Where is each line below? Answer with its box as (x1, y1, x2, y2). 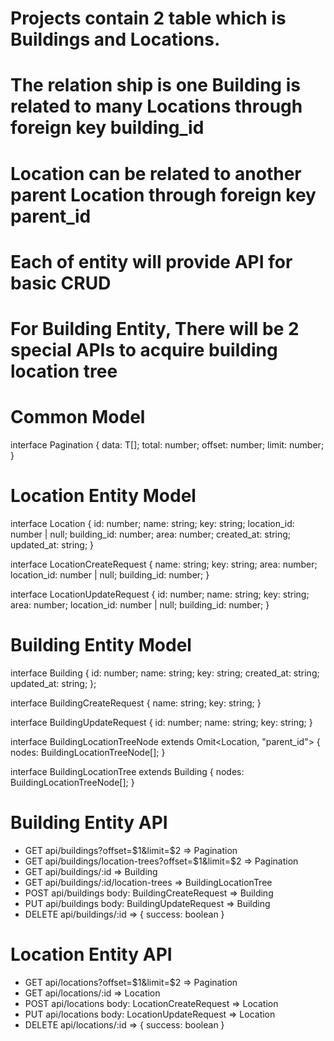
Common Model (10, 406, 146, 429)
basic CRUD (10, 272, 112, 294)
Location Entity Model (10, 485, 197, 507)
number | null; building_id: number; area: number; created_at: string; (10, 528, 292, 540)
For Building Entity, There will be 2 (10, 317, 300, 340)
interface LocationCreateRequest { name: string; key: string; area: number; (10, 558, 318, 570)
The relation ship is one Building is (10, 74, 301, 97)
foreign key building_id (10, 117, 205, 139)
